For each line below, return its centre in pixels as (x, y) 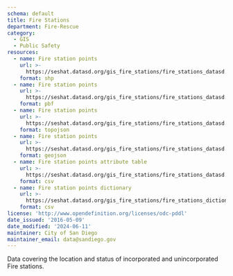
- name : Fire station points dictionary (72, 188)
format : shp (37, 78)
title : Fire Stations (38, 20)
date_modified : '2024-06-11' (49, 226)
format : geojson (43, 156)
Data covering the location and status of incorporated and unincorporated (113, 259)
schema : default (31, 14)
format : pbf (37, 104)
